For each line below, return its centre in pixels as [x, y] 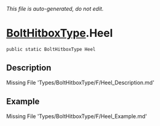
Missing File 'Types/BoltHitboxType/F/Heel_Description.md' [80, 82]
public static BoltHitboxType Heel [51, 49]
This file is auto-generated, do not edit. [55, 9]
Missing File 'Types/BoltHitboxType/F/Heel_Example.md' [77, 116]
